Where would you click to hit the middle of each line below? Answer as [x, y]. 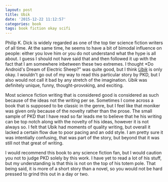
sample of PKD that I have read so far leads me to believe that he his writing [83, 116]
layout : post [19, 10]
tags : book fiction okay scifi [38, 29]
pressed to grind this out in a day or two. [47, 174]
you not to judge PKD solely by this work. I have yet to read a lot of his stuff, [83, 158]
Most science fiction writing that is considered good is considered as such [82, 95]
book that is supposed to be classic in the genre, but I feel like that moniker [83, 106]
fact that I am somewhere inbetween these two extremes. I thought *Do [79, 64]
